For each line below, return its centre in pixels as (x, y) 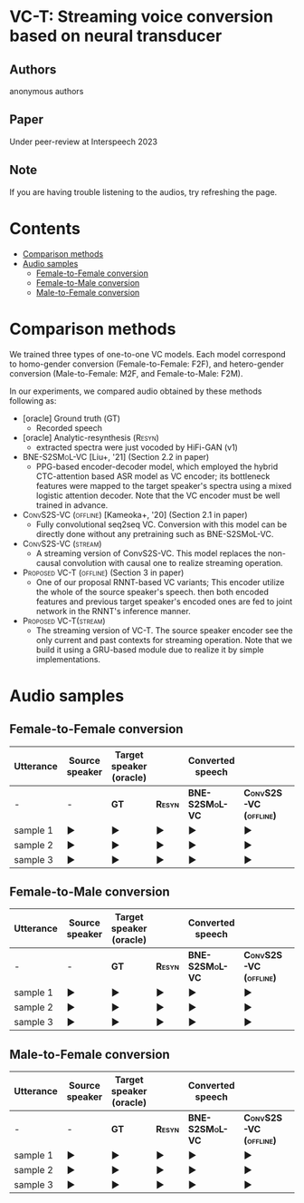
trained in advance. (72, 504)
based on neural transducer (116, 36)
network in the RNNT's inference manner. (114, 611)
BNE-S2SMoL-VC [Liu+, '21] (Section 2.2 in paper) (116, 456)
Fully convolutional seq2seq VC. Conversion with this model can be (161, 524)
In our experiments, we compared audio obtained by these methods (136, 391)
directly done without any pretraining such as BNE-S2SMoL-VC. (155, 533)
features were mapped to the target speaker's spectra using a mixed (164, 485)
